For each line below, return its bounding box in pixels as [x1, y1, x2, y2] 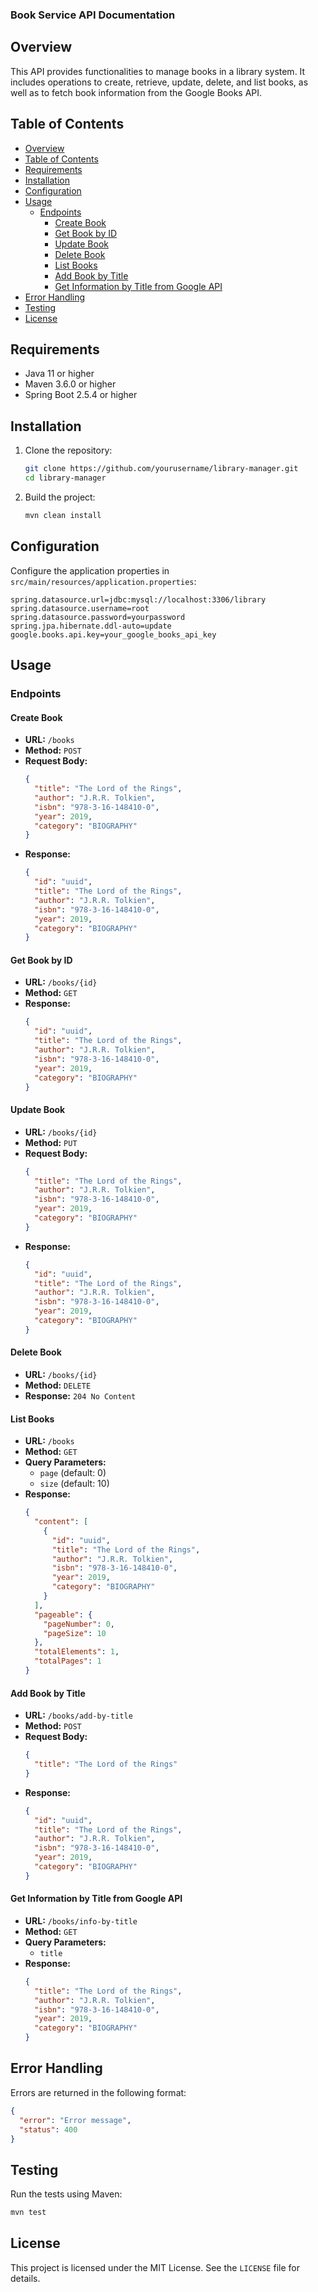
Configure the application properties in [10, 564, 170, 577]
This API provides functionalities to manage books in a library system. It [10, 65, 306, 77]
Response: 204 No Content [24, 1389, 137, 1402]
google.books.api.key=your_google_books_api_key [10, 629, 217, 640]
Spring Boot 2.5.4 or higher [24, 389, 138, 401]
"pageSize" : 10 [43, 1628, 107, 1638]
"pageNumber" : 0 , [43, 1619, 116, 1629]
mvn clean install [24, 510, 102, 520]
